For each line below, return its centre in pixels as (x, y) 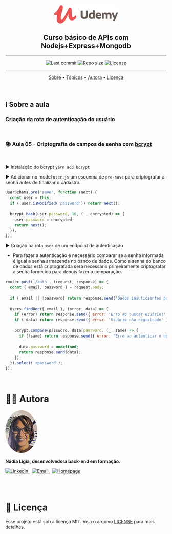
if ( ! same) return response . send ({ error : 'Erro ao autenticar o (90, 336)
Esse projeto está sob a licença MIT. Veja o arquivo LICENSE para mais (80, 522)
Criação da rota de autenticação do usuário (60, 119)
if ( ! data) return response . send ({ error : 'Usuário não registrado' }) (92, 320)
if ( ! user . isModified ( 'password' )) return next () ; (65, 203)
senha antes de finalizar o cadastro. (43, 183)
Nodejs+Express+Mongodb (86, 46)
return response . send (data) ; (50, 352)
